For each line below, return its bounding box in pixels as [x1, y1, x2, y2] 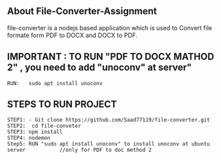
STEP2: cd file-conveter [7, 123, 81, 130]
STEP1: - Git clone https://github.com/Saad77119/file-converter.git [7, 117, 211, 124]
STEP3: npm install [7, 128, 63, 136]
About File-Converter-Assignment [7, 5, 157, 17]
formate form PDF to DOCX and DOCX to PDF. [7, 31, 138, 39]
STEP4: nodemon [7, 135, 51, 141]
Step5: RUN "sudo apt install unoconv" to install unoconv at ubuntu [7, 141, 211, 148]
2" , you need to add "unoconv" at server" [7, 62, 192, 73]
